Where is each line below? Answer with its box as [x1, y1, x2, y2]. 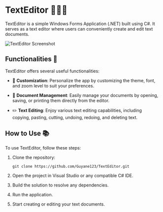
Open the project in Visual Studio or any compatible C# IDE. [12, 172, 134, 179]
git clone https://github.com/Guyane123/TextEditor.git [12, 164, 130, 169]
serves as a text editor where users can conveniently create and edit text [5, 26, 153, 31]
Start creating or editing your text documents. [12, 201, 105, 207]
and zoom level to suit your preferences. [12, 83, 95, 89]
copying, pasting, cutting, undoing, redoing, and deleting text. [12, 114, 138, 120]
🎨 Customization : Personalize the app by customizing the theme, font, [12, 77, 156, 83]
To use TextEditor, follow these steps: [5, 145, 81, 151]
